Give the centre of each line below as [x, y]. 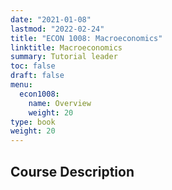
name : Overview [60, 103]
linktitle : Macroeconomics [66, 47]
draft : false [37, 76]
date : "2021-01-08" [51, 19]
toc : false [33, 66]
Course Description [72, 171]
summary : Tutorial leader [64, 57]
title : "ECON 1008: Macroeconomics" [86, 38]
